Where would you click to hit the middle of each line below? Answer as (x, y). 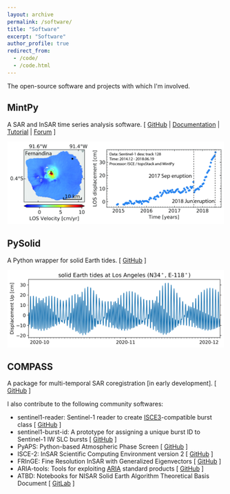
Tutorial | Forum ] (32, 132)
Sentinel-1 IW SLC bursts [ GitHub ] (67, 439)
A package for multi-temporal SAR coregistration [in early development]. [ (112, 384)
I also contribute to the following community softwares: (85, 404)
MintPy (23, 108)
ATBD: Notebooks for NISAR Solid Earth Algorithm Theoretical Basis (113, 476)
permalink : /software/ (40, 22)
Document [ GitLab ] (46, 484)
